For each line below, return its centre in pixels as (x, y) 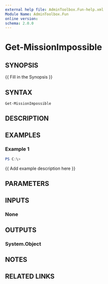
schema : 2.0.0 (20, 23)
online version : (22, 19)
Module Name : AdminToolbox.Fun (37, 14)
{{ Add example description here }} (40, 168)
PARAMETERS (27, 184)
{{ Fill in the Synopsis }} (29, 77)
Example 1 (17, 149)
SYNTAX (19, 92)
